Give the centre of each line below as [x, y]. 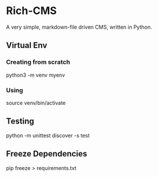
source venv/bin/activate [36, 103]
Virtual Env [27, 45]
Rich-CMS [32, 11]
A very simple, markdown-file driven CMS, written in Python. [79, 27]
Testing [20, 121]
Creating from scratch [38, 62]
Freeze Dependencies [47, 154]
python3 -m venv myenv [36, 75]
